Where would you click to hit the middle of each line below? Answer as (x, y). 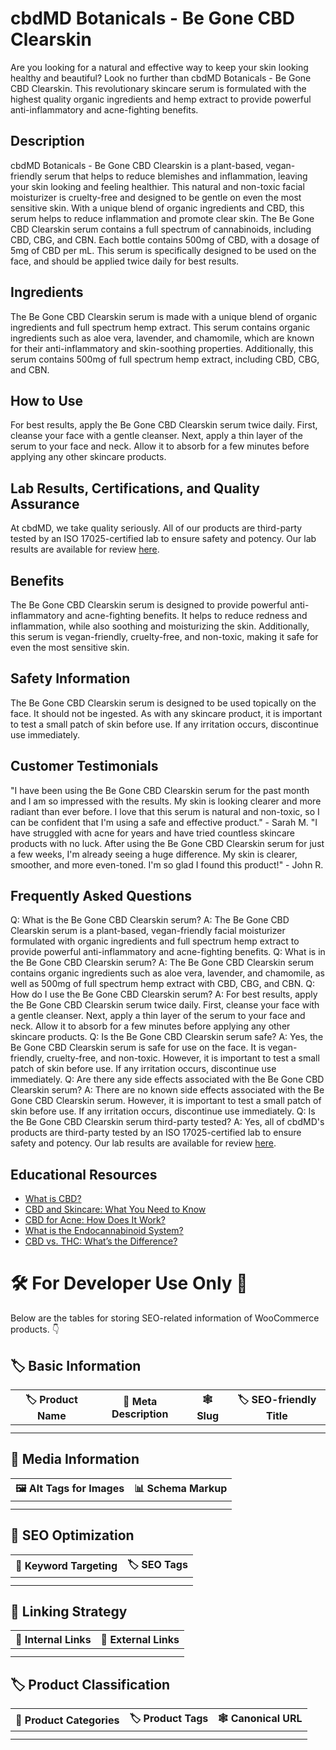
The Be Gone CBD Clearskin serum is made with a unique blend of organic (164, 316)
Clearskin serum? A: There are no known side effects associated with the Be (167, 1090)
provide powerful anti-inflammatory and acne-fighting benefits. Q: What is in (168, 952)
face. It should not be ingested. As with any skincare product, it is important (166, 713)
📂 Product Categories (67, 1720)
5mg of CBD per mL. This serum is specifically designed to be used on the (163, 250)
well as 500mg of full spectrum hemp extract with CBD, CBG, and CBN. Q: (162, 984)
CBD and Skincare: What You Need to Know (115, 1209)
